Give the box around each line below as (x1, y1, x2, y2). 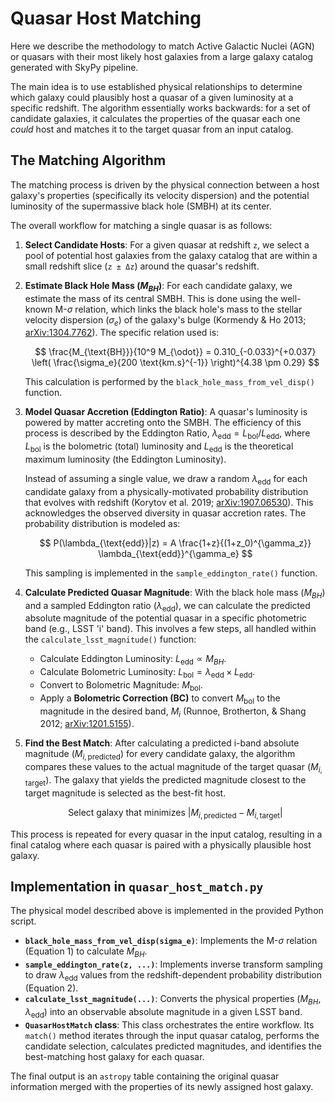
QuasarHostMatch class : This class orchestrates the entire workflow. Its (24, 1018, 315, 1031)
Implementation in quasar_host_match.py (10, 878, 264, 895)
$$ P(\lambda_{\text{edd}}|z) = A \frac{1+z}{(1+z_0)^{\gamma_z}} (39, 537, 312, 549)
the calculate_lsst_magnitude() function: (24, 633, 197, 646)
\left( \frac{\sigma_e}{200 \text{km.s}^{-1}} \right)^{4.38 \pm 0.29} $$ (31, 357, 320, 369)
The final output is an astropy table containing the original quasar (10, 1070, 280, 1082)
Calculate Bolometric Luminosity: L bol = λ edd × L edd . (39, 666, 256, 680)
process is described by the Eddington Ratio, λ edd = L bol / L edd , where (24, 427, 311, 442)
